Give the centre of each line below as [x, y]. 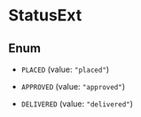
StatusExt [45, 16]
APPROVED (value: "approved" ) [73, 86]
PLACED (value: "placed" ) [65, 69]
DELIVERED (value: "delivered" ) [77, 104]
